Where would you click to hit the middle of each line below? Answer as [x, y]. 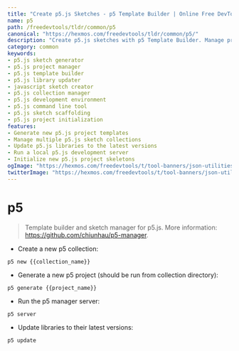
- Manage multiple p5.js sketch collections [74, 139]
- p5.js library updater [44, 80]
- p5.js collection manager [49, 93]
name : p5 [20, 21]
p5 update [22, 340]
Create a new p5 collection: [58, 249]
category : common [33, 47]
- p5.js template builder [46, 73]
